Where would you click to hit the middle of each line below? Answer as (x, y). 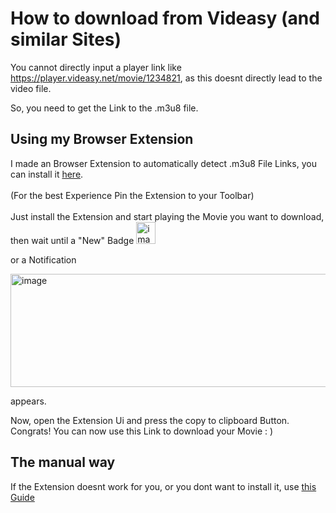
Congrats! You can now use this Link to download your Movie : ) (142, 431)
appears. (28, 401)
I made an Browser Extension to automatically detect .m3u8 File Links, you (163, 163)
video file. (31, 88)
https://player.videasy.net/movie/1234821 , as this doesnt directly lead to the (166, 78)
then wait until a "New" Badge (72, 240)
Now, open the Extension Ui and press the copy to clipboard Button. (150, 420)
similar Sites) (66, 39)
